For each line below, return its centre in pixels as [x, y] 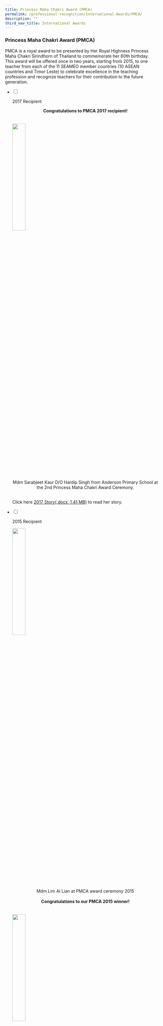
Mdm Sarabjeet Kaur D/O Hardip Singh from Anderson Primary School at [85, 482]
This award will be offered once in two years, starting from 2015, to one [77, 61]
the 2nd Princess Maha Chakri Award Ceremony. [85, 487]
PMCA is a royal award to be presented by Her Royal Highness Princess [77, 51]
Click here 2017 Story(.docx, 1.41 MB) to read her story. [67, 502]
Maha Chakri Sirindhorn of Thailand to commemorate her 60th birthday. [77, 56]
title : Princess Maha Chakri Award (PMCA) [49, 9]
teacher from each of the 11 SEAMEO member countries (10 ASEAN [72, 66]
